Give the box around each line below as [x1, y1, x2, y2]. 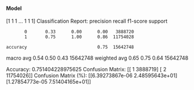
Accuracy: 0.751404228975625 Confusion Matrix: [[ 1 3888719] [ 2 [6, 66, 167, 73]
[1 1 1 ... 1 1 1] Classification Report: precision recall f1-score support [6, 18, 168, 25]
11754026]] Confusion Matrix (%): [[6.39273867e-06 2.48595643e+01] [6, 72, 178, 79]
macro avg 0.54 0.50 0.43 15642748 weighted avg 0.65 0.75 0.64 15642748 [6, 54, 189, 61]
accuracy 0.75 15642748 [6, 44, 134, 50]
